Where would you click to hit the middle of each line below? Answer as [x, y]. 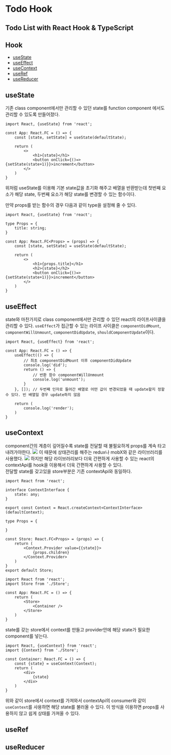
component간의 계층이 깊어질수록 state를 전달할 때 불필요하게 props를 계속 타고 [86, 445]
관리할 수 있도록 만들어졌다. [33, 114]
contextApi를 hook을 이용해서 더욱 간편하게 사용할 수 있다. [64, 465]
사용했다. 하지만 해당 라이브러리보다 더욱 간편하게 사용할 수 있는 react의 [80, 458]
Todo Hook [29, 9]
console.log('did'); [45, 365]
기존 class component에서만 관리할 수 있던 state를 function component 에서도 [85, 108]
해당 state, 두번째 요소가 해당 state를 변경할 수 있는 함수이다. [75, 194]
